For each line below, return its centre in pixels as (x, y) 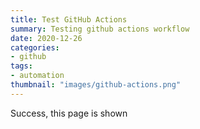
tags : (21, 66)
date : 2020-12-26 (46, 38)
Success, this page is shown (69, 113)
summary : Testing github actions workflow (100, 29)
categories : (35, 47)
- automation (37, 76)
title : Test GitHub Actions (69, 19)
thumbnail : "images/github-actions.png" (96, 85)
